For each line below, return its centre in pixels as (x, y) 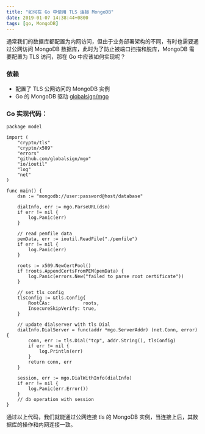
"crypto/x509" (35, 148)
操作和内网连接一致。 (49, 424)
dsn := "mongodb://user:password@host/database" (80, 196)
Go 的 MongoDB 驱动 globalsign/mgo (62, 96)
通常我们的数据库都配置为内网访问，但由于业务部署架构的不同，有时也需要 (100, 42)
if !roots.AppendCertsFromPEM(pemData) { (70, 271)
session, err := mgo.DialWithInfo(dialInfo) (75, 378)
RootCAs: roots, (64, 303)
